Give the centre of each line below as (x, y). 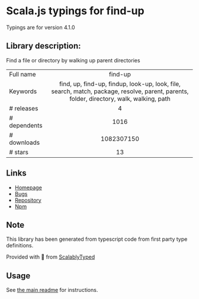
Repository (28, 200)
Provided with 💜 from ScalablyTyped (51, 257)
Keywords (23, 91)
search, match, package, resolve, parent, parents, (120, 91)
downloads (25, 142)
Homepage (28, 187)
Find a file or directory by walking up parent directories (73, 60)
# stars (19, 152)
